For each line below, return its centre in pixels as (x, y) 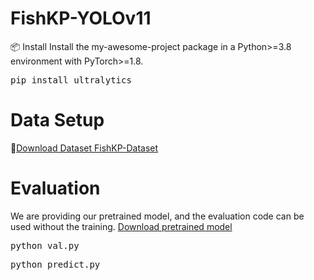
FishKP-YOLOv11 (81, 18)
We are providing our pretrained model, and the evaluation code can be (157, 216)
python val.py (45, 245)
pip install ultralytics (71, 80)
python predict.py (55, 264)
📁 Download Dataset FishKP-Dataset (84, 148)
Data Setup (57, 120)
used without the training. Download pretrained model (121, 226)
